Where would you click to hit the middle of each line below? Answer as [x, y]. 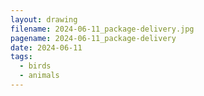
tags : [21, 57]
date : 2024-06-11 [46, 47]
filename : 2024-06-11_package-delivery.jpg [102, 29]
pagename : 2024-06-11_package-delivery [93, 38]
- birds [35, 66]
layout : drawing [44, 19]
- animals [39, 76]
